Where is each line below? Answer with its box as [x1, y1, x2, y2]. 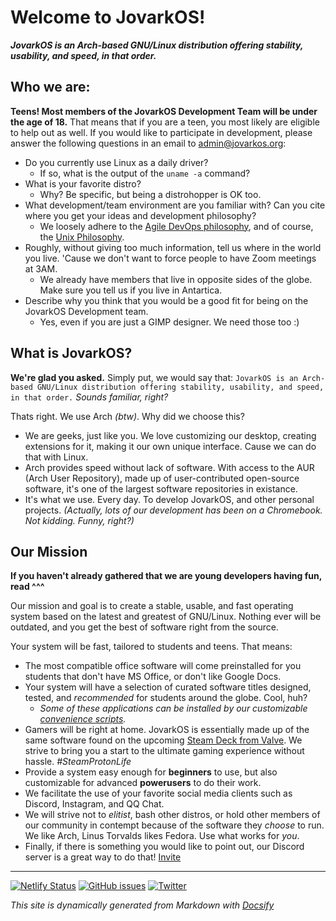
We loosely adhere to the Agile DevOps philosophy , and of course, [39, 220, 314, 232]
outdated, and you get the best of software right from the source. [10, 621, 279, 633]
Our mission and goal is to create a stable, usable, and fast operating [10, 600, 294, 612]
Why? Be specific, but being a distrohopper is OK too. [39, 188, 262, 200]
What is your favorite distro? [24, 177, 142, 190]
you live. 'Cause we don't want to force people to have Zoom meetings [24, 252, 317, 264]
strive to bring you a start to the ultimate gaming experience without [24, 745, 305, 757]
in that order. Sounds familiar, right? [10, 391, 169, 403]
